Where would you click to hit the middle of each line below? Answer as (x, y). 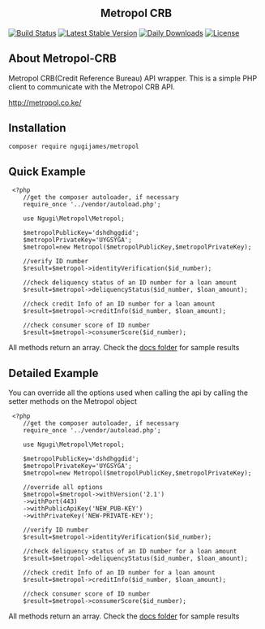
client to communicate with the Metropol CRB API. (92, 87)
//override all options (63, 488)
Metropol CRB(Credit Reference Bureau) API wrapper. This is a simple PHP (133, 78)
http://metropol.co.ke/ (45, 102)
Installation (37, 128)
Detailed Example (53, 373)
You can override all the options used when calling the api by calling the (128, 393)
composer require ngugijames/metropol (74, 147)
